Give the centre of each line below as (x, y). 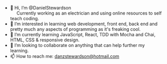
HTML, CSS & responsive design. (45, 40)
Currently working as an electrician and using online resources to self (89, 13)
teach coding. (24, 18)
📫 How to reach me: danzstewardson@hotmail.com (64, 56)
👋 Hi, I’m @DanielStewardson (41, 8)
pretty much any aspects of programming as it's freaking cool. (75, 29)
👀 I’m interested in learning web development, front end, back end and (84, 24)
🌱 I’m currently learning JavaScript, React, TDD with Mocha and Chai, (83, 35)
